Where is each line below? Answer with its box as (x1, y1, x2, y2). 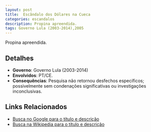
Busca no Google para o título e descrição (12, 116, 99, 122)
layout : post (5, 7, 32, 12)
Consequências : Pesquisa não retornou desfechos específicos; (12, 78, 144, 84)
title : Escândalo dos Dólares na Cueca (5, 12, 91, 17)
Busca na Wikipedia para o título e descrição (12, 121, 105, 127)
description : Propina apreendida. (5, 21, 77, 26)
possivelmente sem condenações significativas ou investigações (12, 83, 146, 89)
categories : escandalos (5, 16, 55, 21)
